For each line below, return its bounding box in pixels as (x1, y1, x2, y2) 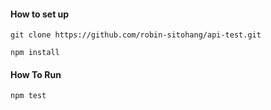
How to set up (10, 8, 70, 20)
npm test (10, 91, 47, 101)
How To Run (10, 68, 62, 80)
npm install (10, 48, 60, 58)
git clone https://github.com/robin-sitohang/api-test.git (10, 30, 262, 40)
